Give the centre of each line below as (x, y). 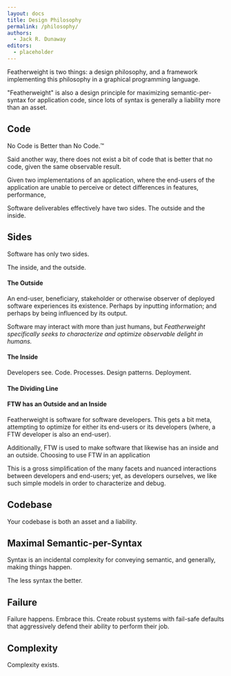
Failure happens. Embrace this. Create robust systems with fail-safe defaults (116, 619)
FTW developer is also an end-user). (59, 434)
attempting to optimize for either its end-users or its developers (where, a (111, 427)
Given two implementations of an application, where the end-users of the (111, 180)
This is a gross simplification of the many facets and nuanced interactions (112, 468)
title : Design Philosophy (44, 20)
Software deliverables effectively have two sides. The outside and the (106, 208)
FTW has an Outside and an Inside (57, 404)
